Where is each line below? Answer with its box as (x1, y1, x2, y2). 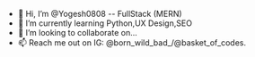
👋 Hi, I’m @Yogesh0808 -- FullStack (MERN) (17, 9, 182, 19)
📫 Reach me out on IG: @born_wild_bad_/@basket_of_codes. (17, 37, 247, 48)
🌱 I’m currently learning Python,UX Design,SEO (17, 18, 193, 28)
